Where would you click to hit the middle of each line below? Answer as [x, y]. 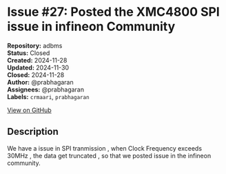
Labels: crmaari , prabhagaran [48, 96]
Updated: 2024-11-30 [38, 67]
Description [33, 132]
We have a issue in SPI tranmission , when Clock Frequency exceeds [104, 148]
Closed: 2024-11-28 [36, 75]
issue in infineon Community [91, 26]
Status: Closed [29, 53]
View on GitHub [29, 110]
